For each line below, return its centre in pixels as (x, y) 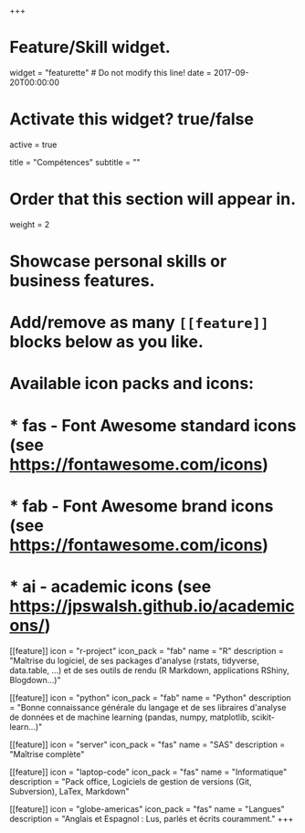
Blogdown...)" (35, 680)
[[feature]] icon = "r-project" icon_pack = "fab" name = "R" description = (147, 650)
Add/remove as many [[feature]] (139, 323)
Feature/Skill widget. (90, 47)
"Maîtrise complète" (47, 754)
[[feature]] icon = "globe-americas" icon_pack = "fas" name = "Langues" (147, 808)
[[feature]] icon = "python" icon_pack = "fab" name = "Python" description (151, 697)
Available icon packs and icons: (131, 384)
